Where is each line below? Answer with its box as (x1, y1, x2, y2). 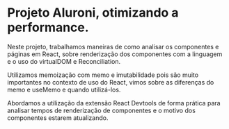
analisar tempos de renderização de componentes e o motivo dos (7, 106, 196, 114)
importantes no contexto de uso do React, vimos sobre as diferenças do (7, 78, 214, 86)
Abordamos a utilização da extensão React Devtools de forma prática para (7, 98, 221, 107)
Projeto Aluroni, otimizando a (7, 5, 179, 21)
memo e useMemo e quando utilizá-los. (7, 85, 121, 94)
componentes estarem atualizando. (7, 113, 109, 122)
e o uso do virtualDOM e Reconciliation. (7, 57, 121, 65)
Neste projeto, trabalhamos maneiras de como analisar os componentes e (7, 42, 219, 51)
